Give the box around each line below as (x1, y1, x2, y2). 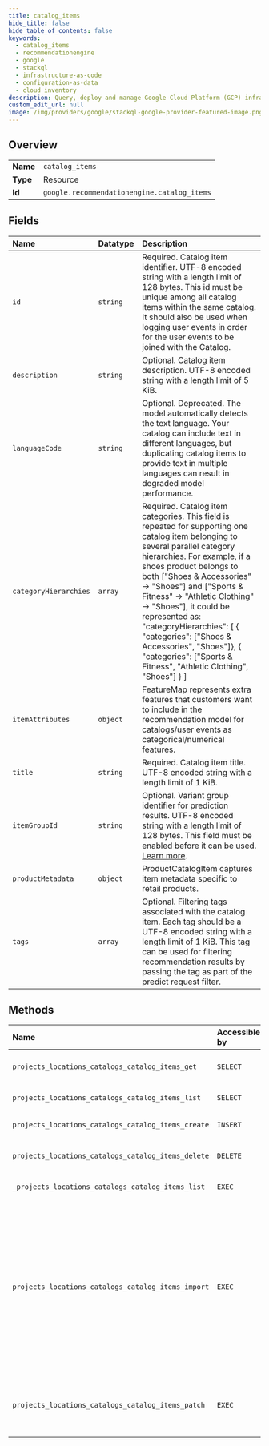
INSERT (216, 1120, 242, 1130)
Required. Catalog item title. (142, 757, 247, 768)
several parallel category (142, 540, 235, 552)
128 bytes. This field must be (142, 829, 252, 841)
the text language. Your (142, 417, 230, 428)
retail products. (142, 882, 199, 894)
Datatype (98, 238, 134, 249)
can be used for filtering (142, 946, 232, 957)
